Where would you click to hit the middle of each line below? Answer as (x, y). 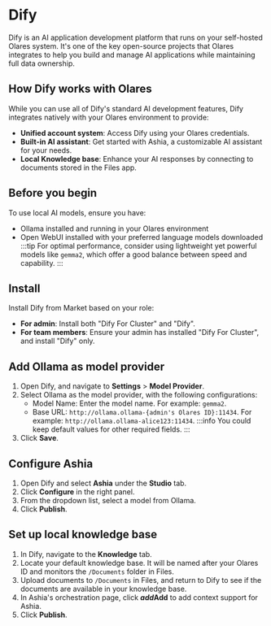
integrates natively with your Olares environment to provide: (109, 117)
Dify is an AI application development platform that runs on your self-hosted (135, 37)
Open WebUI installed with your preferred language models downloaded (141, 237)
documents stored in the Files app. (78, 167)
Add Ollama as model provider (87, 366)
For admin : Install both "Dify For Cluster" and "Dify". (107, 324)
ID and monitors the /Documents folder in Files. (97, 572)
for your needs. (46, 150)
